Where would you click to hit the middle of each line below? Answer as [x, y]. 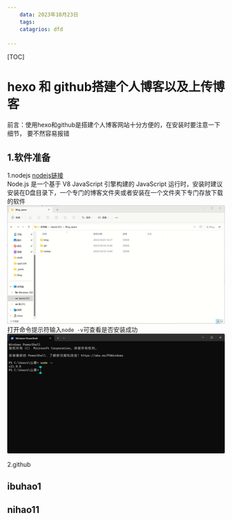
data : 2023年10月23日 [49, 15]
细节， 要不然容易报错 [38, 133]
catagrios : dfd [41, 29]
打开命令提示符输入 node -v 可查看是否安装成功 [72, 329]
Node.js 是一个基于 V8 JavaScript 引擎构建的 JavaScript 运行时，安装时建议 [115, 184]
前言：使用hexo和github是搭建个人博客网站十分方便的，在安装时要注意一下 [114, 125]
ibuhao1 [24, 486]
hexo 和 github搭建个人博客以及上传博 [116, 87]
